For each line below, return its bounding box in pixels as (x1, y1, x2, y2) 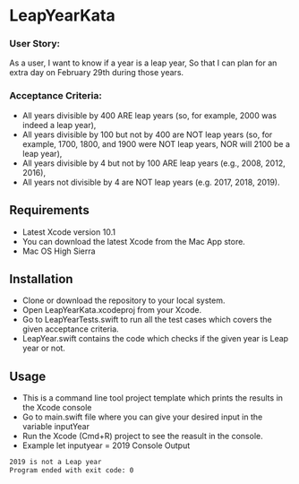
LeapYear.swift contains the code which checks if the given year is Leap (21, 333, 289, 344)
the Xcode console (21, 402, 92, 413)
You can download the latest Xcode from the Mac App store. (21, 236, 246, 246)
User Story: (9, 38, 61, 50)
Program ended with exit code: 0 (9, 466, 134, 475)
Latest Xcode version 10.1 (21, 226, 116, 238)
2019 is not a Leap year (9, 458, 102, 467)
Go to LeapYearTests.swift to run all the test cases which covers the (21, 315, 272, 325)
